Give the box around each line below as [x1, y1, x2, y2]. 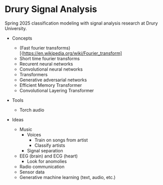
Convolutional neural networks [19, 66, 83, 72]
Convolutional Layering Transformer [19, 87, 94, 93]
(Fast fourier [19, 45, 46, 51]
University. [5, 25, 27, 31]
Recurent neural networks [19, 61, 73, 67]
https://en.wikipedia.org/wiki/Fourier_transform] [23, 50, 122, 56]
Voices [27, 131, 41, 137]
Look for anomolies [27, 158, 67, 164]
